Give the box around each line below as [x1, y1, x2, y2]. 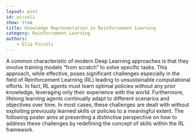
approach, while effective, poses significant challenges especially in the [6, 70, 180, 77]
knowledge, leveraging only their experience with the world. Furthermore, [6, 89, 184, 96]
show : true [6, 19, 33, 25]
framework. [6, 126, 34, 133]
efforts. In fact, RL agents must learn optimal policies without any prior [6, 82, 176, 89]
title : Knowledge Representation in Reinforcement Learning [6, 25, 157, 31]
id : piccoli [6, 14, 35, 20]
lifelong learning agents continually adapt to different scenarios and [6, 95, 170, 102]
